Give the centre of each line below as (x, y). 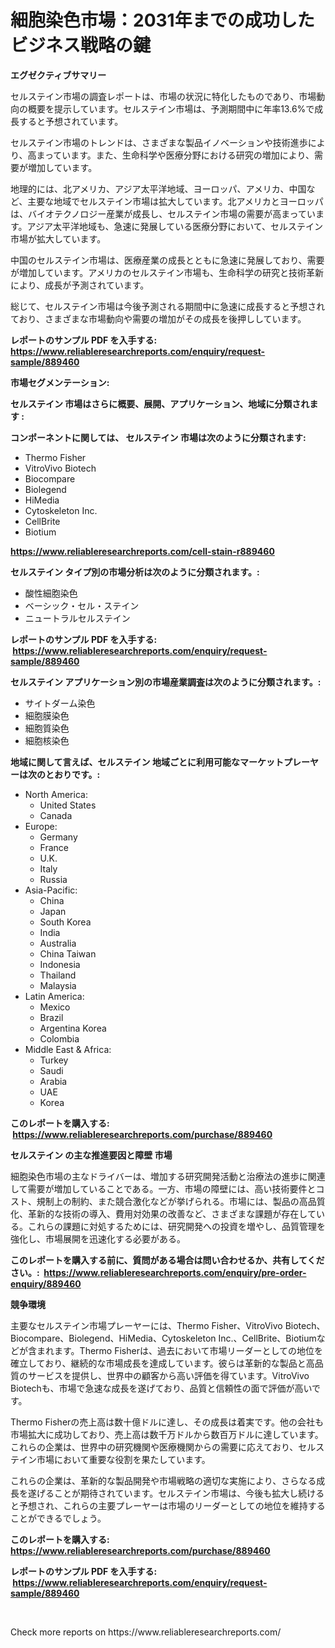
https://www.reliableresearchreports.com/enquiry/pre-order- (175, 1272)
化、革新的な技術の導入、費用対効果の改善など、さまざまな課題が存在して (163, 1213)
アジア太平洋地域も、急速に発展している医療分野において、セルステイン (175, 226)
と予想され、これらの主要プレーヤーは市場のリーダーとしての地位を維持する (168, 1505)
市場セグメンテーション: (60, 382)
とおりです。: (72, 774)
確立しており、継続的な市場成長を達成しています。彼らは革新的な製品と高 (162, 1363)
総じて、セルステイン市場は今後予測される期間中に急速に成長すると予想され (168, 306)
